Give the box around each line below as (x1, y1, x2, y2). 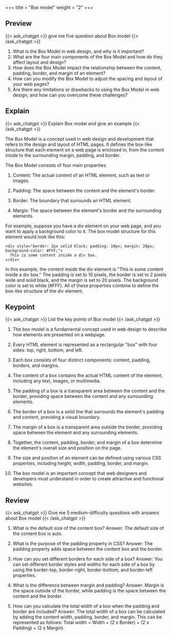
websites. (12, 481, 33, 487)
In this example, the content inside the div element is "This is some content (5, 266, 164, 272)
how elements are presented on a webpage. (12, 332, 106, 338)
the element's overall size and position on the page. (12, 445, 122, 451)
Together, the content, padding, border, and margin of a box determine (12, 439, 162, 446)
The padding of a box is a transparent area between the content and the (12, 388, 165, 394)
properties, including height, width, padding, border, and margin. (12, 460, 149, 467)
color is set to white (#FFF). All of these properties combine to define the (5, 282, 159, 288)
